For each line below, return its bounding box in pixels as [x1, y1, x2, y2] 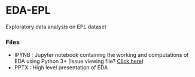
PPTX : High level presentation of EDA [14, 64, 108, 71]
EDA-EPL [5, 4, 51, 17]
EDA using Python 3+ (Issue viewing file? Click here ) [14, 57, 144, 65]
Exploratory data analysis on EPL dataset [5, 23, 106, 30]
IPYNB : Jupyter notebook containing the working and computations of [14, 52, 189, 59]
